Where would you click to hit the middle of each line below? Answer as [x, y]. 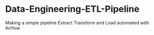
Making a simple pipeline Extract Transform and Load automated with [77, 23]
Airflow [13, 28]
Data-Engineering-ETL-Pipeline [72, 9]
